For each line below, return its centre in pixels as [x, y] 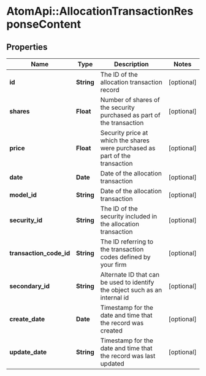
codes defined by [125, 257]
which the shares [125, 140]
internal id [115, 297]
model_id [23, 195]
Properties [27, 47]
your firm [113, 265]
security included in [129, 216]
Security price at [124, 133]
